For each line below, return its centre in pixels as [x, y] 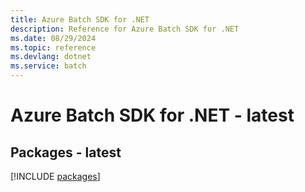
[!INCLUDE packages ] [55, 176]
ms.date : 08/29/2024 [53, 38]
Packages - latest [66, 152]
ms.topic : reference [53, 47]
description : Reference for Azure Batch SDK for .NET [125, 29]
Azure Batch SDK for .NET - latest [152, 115]
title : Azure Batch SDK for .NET [80, 19]
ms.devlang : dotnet [51, 57]
